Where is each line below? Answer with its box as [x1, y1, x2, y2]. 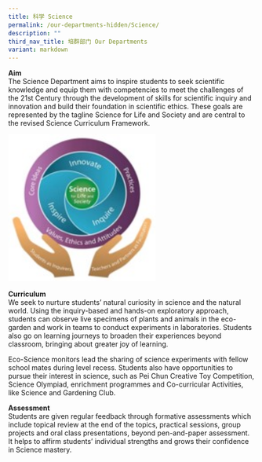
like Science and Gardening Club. [8, 388, 116, 398]
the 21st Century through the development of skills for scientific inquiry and [8, 93, 253, 103]
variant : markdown [8, 46, 68, 54]
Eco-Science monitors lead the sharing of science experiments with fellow [8, 354, 249, 365]
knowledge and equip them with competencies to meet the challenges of [8, 85, 244, 94]
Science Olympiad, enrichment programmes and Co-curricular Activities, [8, 379, 244, 389]
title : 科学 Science [8, 13, 73, 20]
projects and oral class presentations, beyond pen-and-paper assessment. [8, 428, 250, 438]
